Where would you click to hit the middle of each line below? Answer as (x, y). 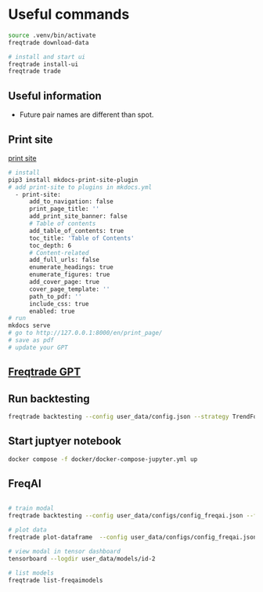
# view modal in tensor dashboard (65, 551)
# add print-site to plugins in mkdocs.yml (80, 187)
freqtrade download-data (49, 42)
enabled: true (52, 311)
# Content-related (59, 252)
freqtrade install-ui (43, 64)
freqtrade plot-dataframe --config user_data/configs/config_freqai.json (133, 538)
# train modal (31, 508)
